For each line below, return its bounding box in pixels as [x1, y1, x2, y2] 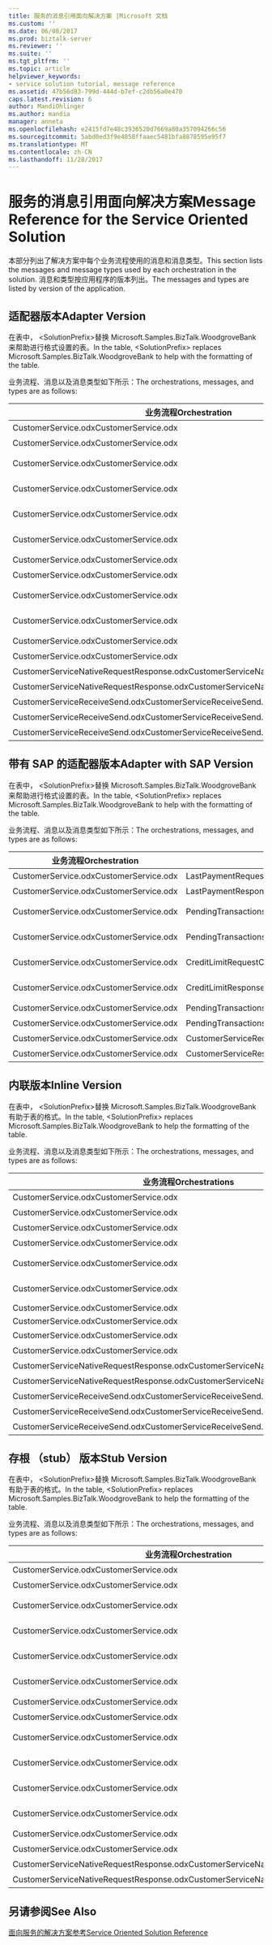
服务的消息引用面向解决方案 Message [8, 192, 257, 211]
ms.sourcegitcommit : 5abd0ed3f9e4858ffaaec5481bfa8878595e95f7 [8, 132, 227, 140]
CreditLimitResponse [185, 982, 266, 993]
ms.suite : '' [8, 50, 53, 58]
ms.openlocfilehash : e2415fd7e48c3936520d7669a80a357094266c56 [8, 125, 227, 133]
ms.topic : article [8, 65, 70, 73]
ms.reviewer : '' [8, 42, 63, 50]
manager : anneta [8, 118, 63, 126]
